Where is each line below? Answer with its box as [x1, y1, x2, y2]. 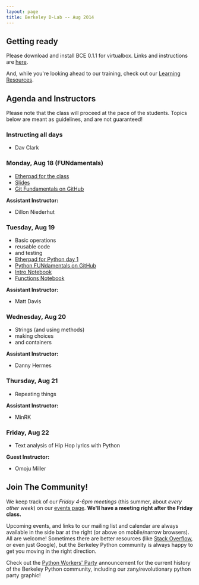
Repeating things [14, 390, 56, 397]
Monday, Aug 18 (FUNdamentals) [6, 159, 104, 167]
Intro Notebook [14, 269, 52, 276]
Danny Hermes [14, 362, 52, 369]
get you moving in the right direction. [6, 547, 97, 555]
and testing [14, 250, 43, 257]
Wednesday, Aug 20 [6, 312, 67, 320]
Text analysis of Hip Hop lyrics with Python [14, 441, 121, 449]
